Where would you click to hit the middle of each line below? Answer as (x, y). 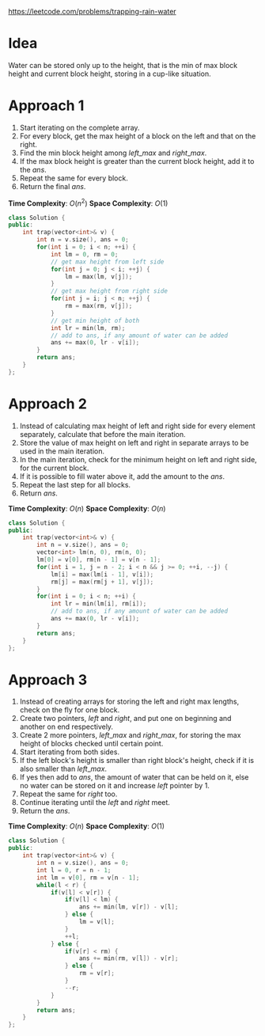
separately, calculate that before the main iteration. (102, 434)
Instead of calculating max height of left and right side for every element (137, 426)
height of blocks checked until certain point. (91, 744)
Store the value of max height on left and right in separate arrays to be (134, 442)
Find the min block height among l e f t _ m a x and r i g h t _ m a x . (113, 153)
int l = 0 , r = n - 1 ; (74, 870)
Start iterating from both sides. (70, 752)
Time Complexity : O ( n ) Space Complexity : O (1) (86, 826)
